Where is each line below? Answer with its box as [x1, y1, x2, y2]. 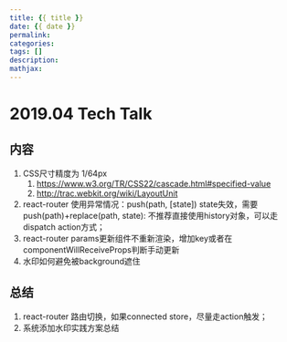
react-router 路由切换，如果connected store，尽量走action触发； [22, 311, 268, 322]
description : [9, 56, 59, 65]
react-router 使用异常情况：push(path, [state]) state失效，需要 [22, 198, 259, 210]
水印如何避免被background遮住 [22, 255, 141, 266]
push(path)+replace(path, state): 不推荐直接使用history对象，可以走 [22, 210, 279, 221]
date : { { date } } [9, 22, 76, 31]
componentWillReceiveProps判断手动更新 [22, 244, 180, 255]
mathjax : [9, 65, 43, 74]
